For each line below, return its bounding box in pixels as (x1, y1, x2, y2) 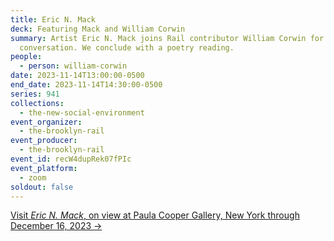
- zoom (19, 172, 47, 183)
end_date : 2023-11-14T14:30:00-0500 (10, 80, 163, 90)
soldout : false (10, 182, 74, 192)
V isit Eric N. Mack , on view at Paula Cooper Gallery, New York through (10, 209, 300, 221)
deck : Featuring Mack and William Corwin (10, 24, 186, 34)
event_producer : (10, 136, 78, 146)
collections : (10, 98, 65, 108)
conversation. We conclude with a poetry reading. (19, 42, 235, 53)
